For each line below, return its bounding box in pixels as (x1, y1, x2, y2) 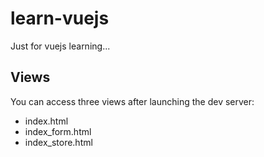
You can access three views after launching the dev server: (10, 95, 255, 107)
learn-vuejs (10, 7, 110, 30)
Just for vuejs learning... (10, 40, 111, 52)
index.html (24, 115, 69, 127)
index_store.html (24, 136, 93, 148)
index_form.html (24, 125, 92, 137)
